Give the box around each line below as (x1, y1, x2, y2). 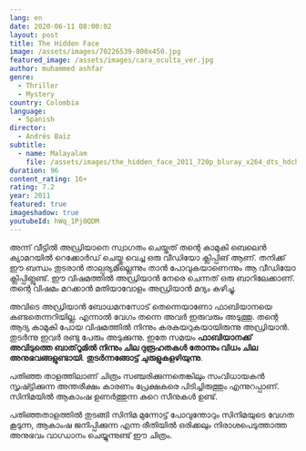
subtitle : (9, 140, 47, 149)
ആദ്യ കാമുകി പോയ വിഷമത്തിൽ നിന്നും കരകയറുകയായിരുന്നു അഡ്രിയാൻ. (9, 321, 290, 333)
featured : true (9, 200, 67, 210)
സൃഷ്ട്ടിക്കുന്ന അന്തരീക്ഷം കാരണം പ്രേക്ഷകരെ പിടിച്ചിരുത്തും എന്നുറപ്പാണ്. (9, 380, 280, 392)
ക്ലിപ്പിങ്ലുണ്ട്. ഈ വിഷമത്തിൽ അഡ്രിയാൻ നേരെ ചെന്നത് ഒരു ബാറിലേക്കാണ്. (9, 272, 296, 283)
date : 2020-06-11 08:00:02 (9, 22, 112, 31)
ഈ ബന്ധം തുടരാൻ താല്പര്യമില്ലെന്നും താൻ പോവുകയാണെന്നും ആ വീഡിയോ (9, 261, 296, 273)
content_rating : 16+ (9, 174, 88, 183)
